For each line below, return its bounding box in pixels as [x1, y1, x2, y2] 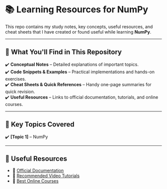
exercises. [5, 76, 26, 82]
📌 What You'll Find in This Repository [5, 48, 122, 56]
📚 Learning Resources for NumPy [5, 4, 148, 15]
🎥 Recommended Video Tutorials [12, 173, 80, 179]
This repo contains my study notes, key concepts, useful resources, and [5, 23, 153, 30]
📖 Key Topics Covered [5, 120, 75, 129]
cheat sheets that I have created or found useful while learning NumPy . [5, 29, 152, 35]
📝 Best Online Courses [12, 178, 59, 184]
